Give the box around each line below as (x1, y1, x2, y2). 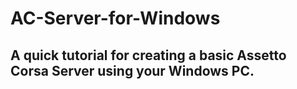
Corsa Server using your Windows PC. (10, 62, 255, 79)
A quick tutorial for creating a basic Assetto (10, 47, 287, 64)
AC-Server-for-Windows (10, 7, 221, 30)
